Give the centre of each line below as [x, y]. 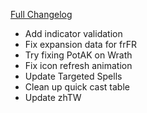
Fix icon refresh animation [78, 65]
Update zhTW [53, 97]
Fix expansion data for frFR [80, 44]
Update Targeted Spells [73, 76]
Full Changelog [41, 14]
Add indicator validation [73, 33]
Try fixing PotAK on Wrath [78, 55]
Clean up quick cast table [77, 87]
